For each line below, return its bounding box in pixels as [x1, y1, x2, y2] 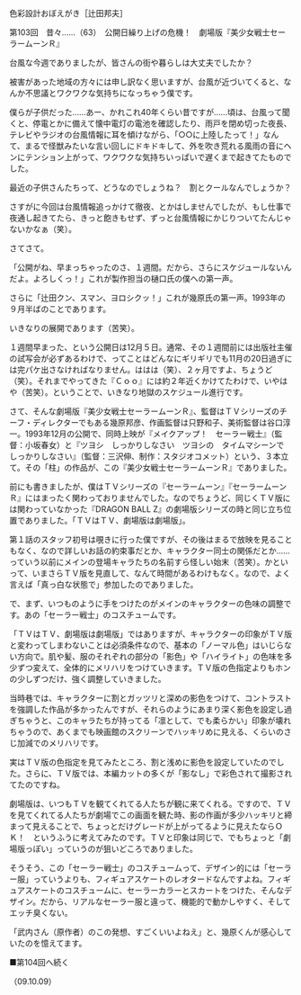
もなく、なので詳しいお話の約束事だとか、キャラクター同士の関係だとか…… [9, 545, 290, 556]
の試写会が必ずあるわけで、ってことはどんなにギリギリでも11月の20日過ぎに [9, 354, 293, 363]
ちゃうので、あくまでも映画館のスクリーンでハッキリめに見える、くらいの [9, 727, 285, 737]
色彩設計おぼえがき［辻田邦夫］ [9, 8, 128, 18]
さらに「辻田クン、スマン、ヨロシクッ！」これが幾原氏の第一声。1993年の [9, 292, 286, 303]
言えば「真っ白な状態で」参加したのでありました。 [9, 579, 199, 589]
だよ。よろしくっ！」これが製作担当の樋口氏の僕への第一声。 [9, 273, 238, 283]
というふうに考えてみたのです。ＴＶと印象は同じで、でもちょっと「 [32, 832, 284, 843]
